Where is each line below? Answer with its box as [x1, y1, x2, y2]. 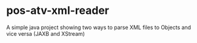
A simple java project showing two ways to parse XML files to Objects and [6, 24, 192, 31]
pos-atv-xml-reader [6, 4, 110, 18]
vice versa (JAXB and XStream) [6, 30, 85, 37]
